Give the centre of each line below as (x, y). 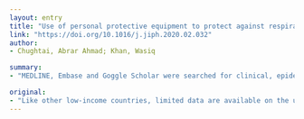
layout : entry (36, 18)
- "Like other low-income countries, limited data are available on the (149, 100)
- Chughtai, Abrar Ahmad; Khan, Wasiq (82, 51)
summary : (26, 68)
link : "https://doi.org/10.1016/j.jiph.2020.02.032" (111, 34)
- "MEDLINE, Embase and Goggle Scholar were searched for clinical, (141, 76)
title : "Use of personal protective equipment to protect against (137, 26)
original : (28, 92)
